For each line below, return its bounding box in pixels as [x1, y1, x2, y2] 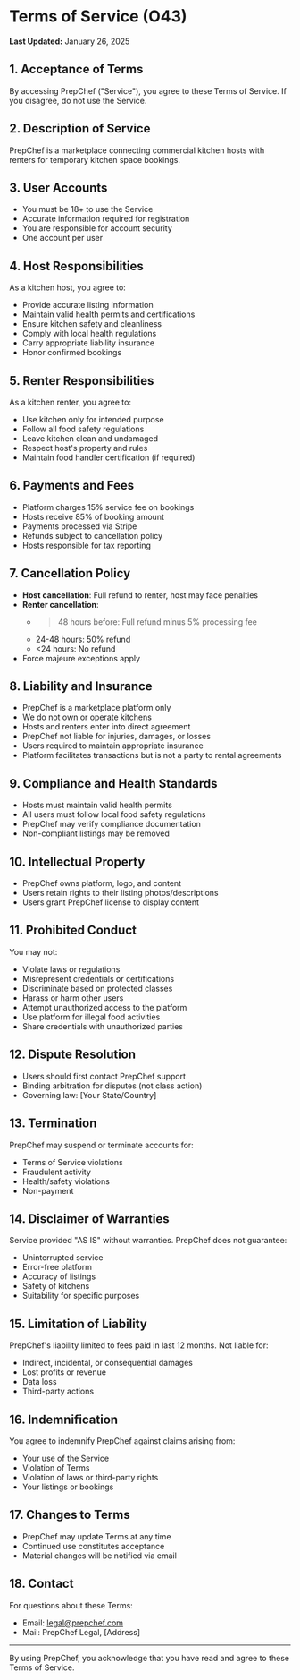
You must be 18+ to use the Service [21, 204, 154, 215]
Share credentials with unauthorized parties [21, 1020, 183, 1031]
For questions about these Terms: [9, 1599, 134, 1610]
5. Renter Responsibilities [9, 373, 154, 388]
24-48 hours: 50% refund [35, 634, 131, 644]
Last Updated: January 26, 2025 [9, 36, 130, 47]
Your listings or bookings [21, 1481, 114, 1492]
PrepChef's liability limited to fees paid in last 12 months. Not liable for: [9, 1340, 270, 1351]
